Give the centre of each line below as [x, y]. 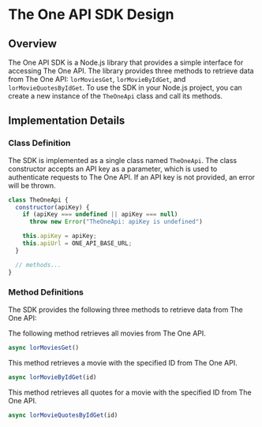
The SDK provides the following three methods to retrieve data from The [125, 310]
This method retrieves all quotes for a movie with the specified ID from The [130, 392]
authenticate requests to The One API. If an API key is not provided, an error [131, 177]
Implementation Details [67, 121]
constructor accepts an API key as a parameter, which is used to [113, 169]
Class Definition [39, 143]
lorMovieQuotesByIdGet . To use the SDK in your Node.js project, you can [125, 87]
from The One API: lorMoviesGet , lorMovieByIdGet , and [97, 79]
